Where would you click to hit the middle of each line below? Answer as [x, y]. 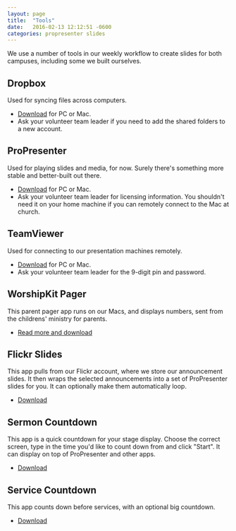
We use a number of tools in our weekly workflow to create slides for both [114, 54]
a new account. [40, 129]
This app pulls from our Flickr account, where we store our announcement [115, 372]
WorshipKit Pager [47, 294]
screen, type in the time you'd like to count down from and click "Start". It [114, 447]
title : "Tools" [31, 20]
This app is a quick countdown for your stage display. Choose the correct [114, 439]
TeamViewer [36, 234]
